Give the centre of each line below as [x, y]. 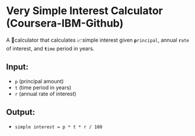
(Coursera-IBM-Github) [65, 23]
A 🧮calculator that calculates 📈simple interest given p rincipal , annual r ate [98, 40]
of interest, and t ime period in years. [50, 48]
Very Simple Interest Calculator [85, 11]
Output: [21, 112]
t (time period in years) [43, 87]
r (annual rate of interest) [45, 94]
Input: [17, 67]
